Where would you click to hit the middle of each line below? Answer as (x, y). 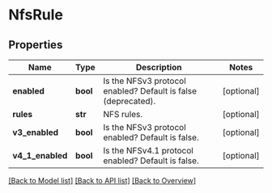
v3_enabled (36, 132)
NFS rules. (123, 114)
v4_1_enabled (40, 155)
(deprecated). (130, 101)
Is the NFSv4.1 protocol (149, 151)
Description (159, 67)
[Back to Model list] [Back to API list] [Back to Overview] (102, 180)
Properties (36, 45)
